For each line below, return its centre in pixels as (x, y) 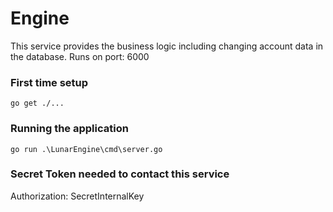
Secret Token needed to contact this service (120, 174)
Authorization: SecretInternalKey (77, 196)
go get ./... (37, 103)
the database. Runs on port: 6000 (80, 56)
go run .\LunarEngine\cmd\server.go (86, 149)
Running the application (69, 129)
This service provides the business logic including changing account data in (167, 46)
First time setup (49, 82)
